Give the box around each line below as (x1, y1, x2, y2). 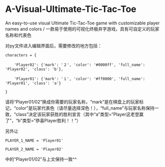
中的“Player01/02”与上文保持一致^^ (5, 156, 77, 162)
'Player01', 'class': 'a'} (5, 81, 61, 86)
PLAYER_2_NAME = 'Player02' (5, 147, 64, 152)
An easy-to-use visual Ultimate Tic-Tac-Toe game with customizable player (5, 20, 160, 26)
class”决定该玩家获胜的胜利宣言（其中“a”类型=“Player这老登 (15, 111, 140, 117)
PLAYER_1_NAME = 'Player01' (5, 138, 64, 143)
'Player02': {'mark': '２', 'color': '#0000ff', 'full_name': (14, 62, 146, 67)
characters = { (5, 52, 37, 58)
